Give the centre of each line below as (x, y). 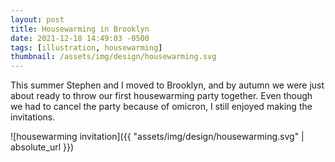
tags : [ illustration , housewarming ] (86, 47)
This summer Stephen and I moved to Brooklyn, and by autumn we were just (167, 85)
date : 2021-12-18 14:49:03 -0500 (80, 38)
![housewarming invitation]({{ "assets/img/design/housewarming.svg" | (157, 137)
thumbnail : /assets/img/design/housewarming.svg (113, 57)
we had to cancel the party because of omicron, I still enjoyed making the (161, 107)
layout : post (37, 19)
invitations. (33, 117)
